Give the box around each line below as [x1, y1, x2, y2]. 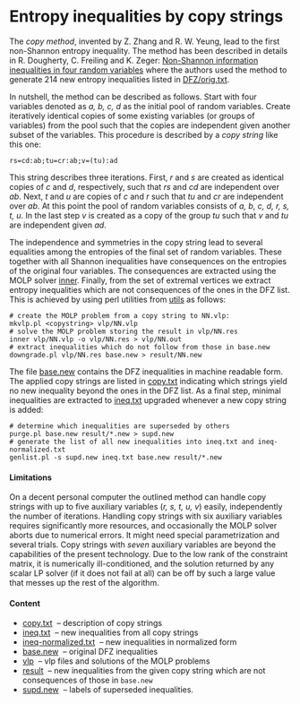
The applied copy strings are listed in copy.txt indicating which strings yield [9, 375, 288, 386]
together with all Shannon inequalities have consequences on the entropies [9, 255, 287, 266]
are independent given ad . [9, 219, 107, 230]
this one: [9, 139, 42, 150]
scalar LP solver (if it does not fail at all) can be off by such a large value [9, 568, 276, 579]
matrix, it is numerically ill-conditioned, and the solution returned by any [9, 558, 275, 570]
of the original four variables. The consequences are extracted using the [9, 265, 277, 276]
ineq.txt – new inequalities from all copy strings [21, 627, 199, 638]
